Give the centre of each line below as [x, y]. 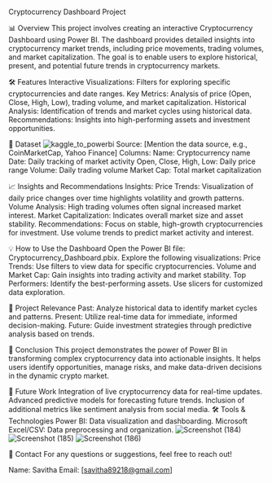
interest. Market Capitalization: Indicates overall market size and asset [126, 215]
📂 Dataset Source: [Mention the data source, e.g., [128, 144]
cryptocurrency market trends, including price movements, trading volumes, [136, 48]
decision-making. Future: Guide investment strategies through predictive [130, 325]
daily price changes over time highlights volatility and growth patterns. [126, 198]
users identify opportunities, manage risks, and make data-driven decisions [135, 367]
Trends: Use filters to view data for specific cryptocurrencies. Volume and [132, 266]
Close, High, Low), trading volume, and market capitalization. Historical [127, 102]
